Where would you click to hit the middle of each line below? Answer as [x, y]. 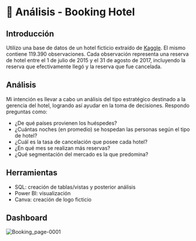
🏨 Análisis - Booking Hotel [70, 12]
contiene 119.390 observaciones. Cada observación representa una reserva [97, 54]
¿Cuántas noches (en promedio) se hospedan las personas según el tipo [102, 129]
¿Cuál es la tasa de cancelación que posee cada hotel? [81, 142]
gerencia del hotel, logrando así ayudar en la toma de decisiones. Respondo [98, 105]
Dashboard [27, 218]
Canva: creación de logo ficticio [53, 199]
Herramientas [32, 173]
